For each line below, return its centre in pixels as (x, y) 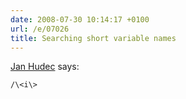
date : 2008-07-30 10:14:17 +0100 (80, 19)
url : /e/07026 (40, 29)
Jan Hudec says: (45, 67)
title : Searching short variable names (93, 38)
